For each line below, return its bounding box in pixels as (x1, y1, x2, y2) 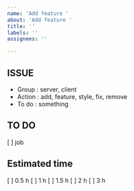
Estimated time (7, 158, 74, 170)
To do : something (16, 100, 69, 108)
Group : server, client (16, 85, 77, 93)
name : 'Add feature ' (7, 10, 69, 17)
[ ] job (7, 138, 24, 146)
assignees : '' (7, 36, 48, 43)
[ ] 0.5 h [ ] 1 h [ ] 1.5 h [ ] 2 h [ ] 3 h (7, 176, 106, 184)
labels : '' (7, 29, 38, 36)
